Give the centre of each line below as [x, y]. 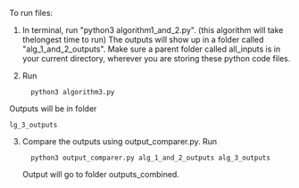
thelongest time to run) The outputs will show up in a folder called [143, 40]
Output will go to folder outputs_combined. [101, 174]
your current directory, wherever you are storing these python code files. [156, 58]
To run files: [31, 13]
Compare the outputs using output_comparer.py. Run [120, 141]
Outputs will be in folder [53, 109]
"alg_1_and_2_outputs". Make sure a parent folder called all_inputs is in [151, 49]
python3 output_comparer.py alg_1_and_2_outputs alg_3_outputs [150, 158]
